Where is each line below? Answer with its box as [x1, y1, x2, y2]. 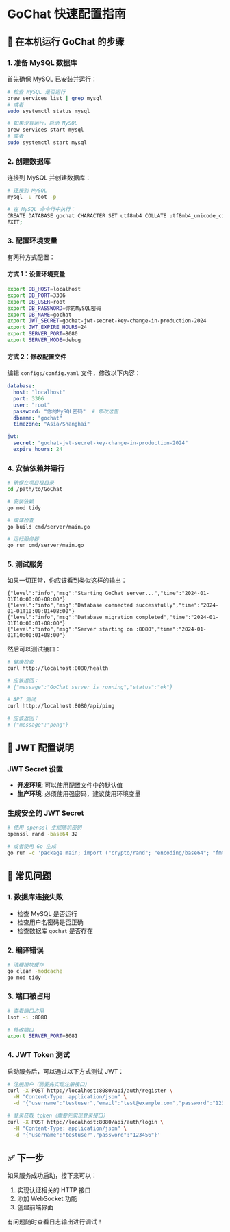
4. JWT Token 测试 [7, 1050, 70, 1060]
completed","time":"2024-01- [136, 614, 219, 621]
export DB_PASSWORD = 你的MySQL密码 [7, 304, 101, 312]
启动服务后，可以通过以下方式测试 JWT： [7, 1067, 125, 1075]
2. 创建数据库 [7, 156, 51, 166]
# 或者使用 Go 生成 [7, 843, 57, 850]
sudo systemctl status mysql [7, 108, 90, 114]
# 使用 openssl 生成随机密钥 [7, 824, 82, 832]
